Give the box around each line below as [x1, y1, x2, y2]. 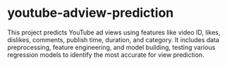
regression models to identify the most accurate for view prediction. [7, 51, 204, 59]
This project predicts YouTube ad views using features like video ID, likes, [7, 28, 221, 37]
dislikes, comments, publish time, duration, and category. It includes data [7, 35, 220, 44]
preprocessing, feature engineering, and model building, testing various [7, 43, 216, 51]
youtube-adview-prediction [7, 5, 174, 21]
